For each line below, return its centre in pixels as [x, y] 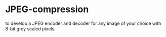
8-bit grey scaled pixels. [30, 28]
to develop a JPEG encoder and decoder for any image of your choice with [83, 23]
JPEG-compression [47, 9]
